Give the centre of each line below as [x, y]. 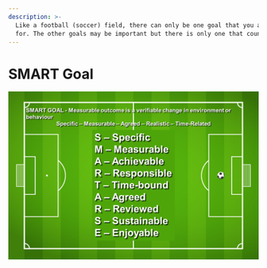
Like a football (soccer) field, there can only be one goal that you [135, 25]
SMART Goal [51, 74]
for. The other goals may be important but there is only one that [130, 33]
